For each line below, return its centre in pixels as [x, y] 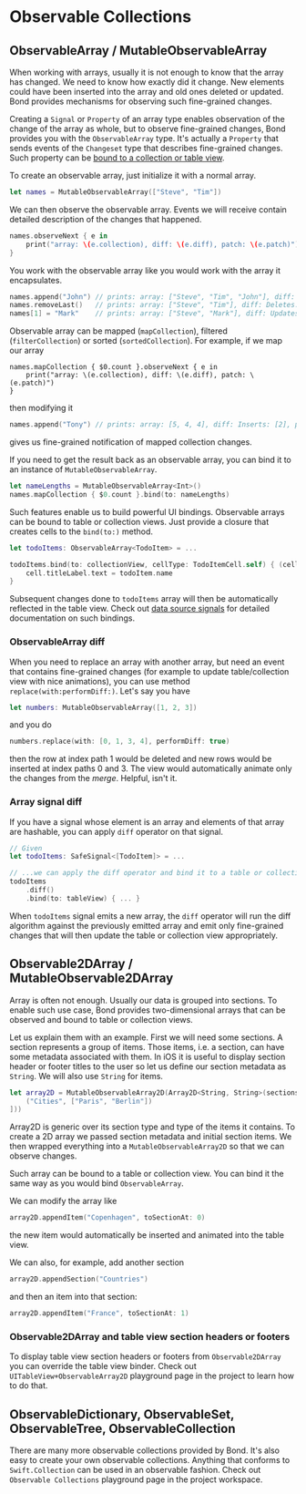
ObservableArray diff [57, 642]
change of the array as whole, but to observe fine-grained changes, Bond [148, 129]
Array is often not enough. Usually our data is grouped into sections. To [143, 1000]
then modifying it [41, 408]
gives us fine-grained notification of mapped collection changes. [131, 442]
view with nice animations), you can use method [100, 681]
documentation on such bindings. [72, 618]
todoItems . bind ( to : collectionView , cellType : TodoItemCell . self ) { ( [146, 564]
